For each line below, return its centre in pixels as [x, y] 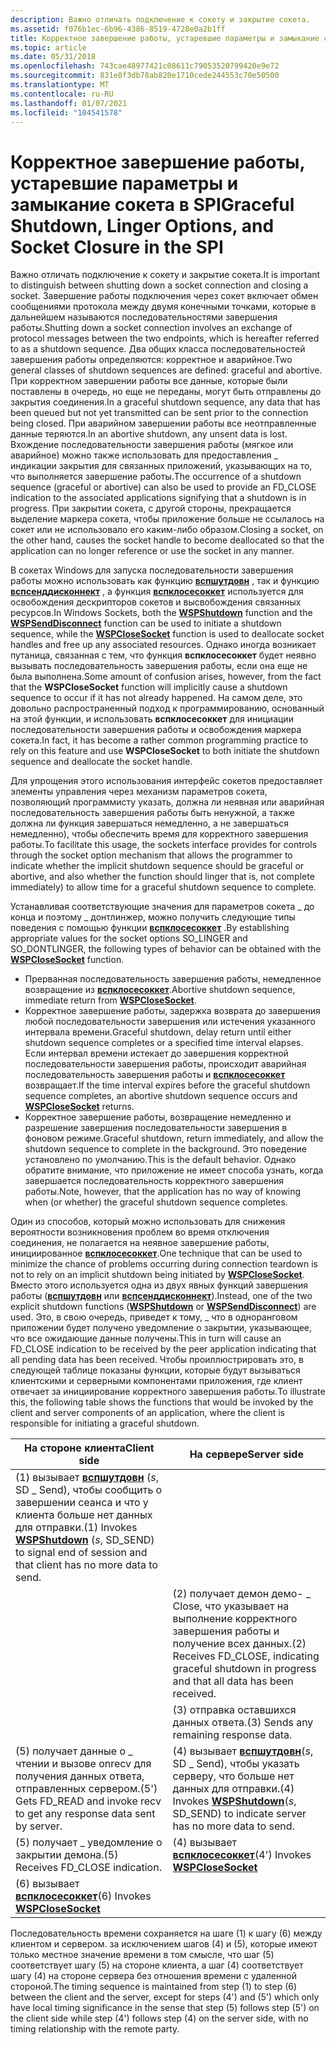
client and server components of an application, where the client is [147, 1413]
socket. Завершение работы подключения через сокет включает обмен [164, 296]
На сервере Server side [246, 1454]
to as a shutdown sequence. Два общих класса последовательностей [158, 349]
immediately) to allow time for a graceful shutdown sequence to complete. [163, 887]
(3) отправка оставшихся [234, 1710]
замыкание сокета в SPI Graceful [152, 204]
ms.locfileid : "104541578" [66, 112]
